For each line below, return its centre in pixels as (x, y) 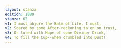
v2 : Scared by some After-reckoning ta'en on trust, (61, 28)
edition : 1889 (20, 14)
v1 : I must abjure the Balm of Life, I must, (53, 24)
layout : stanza (21, 10)
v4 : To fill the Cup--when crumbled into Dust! (56, 38)
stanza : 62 (16, 19)
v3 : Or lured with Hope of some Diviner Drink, (56, 33)
